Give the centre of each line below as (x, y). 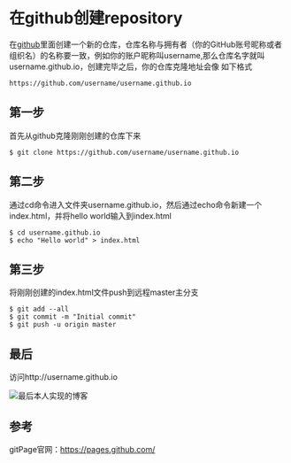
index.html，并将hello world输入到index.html (91, 216)
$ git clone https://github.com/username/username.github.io (124, 152)
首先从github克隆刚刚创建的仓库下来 (75, 135)
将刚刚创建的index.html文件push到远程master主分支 (104, 292)
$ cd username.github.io (55, 232)
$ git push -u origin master (63, 325)
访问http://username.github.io (63, 377)
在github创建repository (96, 18)
